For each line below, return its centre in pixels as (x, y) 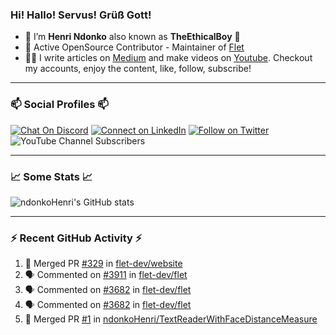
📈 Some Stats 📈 (51, 176)
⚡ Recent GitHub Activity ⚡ (76, 238)
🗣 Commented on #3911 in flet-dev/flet (106, 275)
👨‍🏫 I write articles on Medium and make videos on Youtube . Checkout (168, 58)
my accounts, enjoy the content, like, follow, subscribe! (138, 69)
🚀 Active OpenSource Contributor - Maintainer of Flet (134, 47)
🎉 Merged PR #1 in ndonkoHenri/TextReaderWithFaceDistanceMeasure (171, 319)
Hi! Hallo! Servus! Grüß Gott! (81, 15)
